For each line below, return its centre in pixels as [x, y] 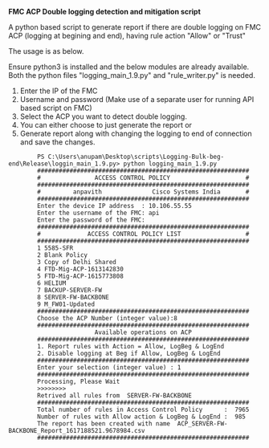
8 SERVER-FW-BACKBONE [73, 297]
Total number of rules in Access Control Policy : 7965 [143, 409]
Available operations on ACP [143, 332]
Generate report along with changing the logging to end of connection [136, 133]
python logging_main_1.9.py [170, 164]
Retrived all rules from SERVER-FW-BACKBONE [115, 396]
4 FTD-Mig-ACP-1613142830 [81, 269]
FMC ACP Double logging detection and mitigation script [104, 12]
